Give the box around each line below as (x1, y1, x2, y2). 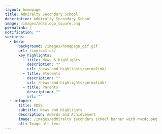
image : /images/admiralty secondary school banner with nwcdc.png (18, 116, 158, 122)
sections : (5, 35, 26, 40)
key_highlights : (18, 53, 52, 58)
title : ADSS (18, 103, 43, 108)
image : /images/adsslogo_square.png (5, 21, 80, 26)
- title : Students (23, 71, 61, 76)
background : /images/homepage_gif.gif (18, 44, 98, 49)
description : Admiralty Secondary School (5, 16, 92, 21)
